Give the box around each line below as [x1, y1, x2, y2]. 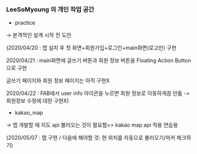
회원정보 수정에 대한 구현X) [6, 97, 70, 104]
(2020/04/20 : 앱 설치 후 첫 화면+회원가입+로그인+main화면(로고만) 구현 [6, 44, 177, 51]
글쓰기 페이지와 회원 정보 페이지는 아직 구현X [6, 77, 110, 84]
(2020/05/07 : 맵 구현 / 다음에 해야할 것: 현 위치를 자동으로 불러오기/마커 [6, 134, 176, 141]
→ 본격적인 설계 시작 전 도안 [6, 32, 71, 39]
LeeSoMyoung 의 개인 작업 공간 [6, 5, 95, 13]
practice [14, 19, 36, 26]
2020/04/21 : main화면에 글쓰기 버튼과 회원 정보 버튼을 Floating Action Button [6, 57, 192, 64]
